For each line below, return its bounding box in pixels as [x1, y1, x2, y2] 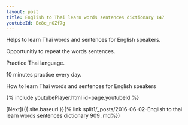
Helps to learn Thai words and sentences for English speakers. [6, 36, 161, 44]
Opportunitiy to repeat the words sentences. [6, 48, 116, 55]
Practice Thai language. [6, 59, 65, 66]
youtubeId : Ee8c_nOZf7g [6, 20, 66, 26]
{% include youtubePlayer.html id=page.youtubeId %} [6, 94, 140, 102]
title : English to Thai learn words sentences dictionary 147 [6, 14, 165, 20]
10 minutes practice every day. [6, 71, 82, 78]
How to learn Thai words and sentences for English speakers [6, 83, 157, 90]
